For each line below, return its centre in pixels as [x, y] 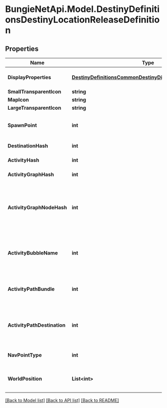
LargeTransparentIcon [34, 108]
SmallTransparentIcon [35, 92]
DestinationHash [28, 146]
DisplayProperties [29, 77]
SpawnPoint [22, 125]
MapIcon [18, 100]
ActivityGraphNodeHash [37, 207]
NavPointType [25, 355]
